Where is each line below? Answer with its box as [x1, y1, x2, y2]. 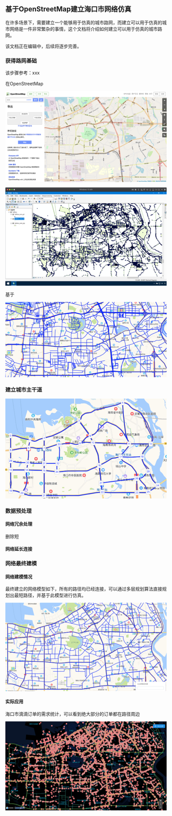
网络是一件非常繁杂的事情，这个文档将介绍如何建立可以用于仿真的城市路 [9, 26, 162, 32]
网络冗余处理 [5, 521, 32, 527]
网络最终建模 [5, 560, 37, 567]
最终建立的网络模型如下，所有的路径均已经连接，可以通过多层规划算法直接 [5, 586, 162, 592]
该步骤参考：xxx [5, 70, 40, 76]
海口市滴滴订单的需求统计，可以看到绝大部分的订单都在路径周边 [5, 711, 140, 717]
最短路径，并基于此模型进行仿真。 [14, 592, 86, 598]
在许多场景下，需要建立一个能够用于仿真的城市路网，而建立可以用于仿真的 [5, 19, 162, 26]
